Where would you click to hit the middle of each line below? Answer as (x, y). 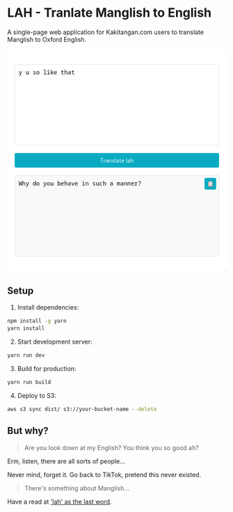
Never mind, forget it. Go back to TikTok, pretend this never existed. (104, 474)
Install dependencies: (48, 307)
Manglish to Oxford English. (47, 39)
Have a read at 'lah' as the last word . (60, 502)
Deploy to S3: (37, 395)
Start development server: (55, 342)
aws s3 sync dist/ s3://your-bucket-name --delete (82, 409)
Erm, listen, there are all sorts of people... (66, 461)
